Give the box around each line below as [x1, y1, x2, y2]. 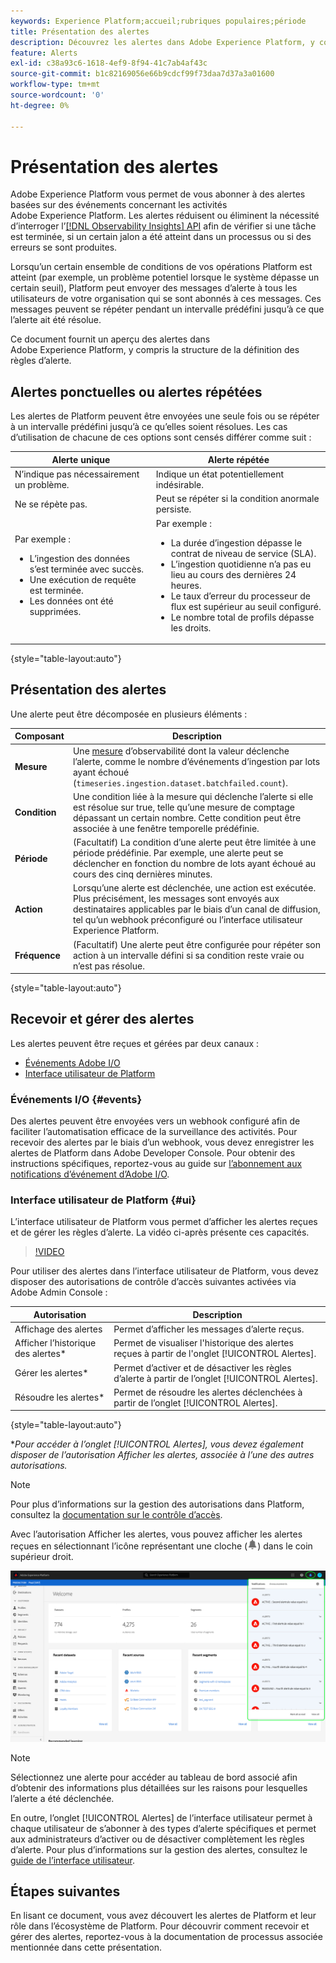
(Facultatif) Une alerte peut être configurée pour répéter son [72, 938, 322, 950]
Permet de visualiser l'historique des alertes [113, 1337, 294, 1349]
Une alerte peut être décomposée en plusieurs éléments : [10, 708, 248, 720]
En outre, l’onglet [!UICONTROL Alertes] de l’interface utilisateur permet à [10, 1811, 313, 1824]
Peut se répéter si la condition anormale [155, 493, 320, 505]
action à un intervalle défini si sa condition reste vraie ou [72, 949, 305, 961]
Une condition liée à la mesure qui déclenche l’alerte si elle [72, 790, 314, 802]
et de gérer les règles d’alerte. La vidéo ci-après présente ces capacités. [10, 1226, 310, 1239]
